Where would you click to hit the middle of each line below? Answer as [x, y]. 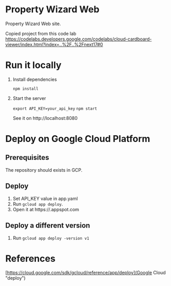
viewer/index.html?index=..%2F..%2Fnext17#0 [54, 44]
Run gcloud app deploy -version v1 [51, 238]
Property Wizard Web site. [33, 24]
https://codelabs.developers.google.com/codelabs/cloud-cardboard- [79, 39]
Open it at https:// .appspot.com [46, 209]
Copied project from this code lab [41, 33]
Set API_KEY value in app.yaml [45, 198]
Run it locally [33, 65]
